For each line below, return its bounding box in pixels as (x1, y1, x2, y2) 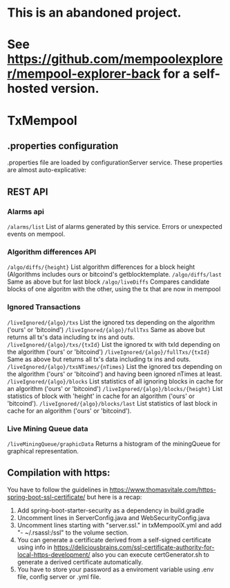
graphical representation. (7, 447, 79, 455)
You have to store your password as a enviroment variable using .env (17, 565, 214, 573)
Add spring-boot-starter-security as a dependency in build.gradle (17, 506, 205, 514)
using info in (17, 543, 53, 551)
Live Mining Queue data (7, 424, 88, 433)
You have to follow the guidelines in (7, 485, 108, 494)
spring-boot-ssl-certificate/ (7, 492, 86, 501)
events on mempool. (7, 230, 66, 239)
